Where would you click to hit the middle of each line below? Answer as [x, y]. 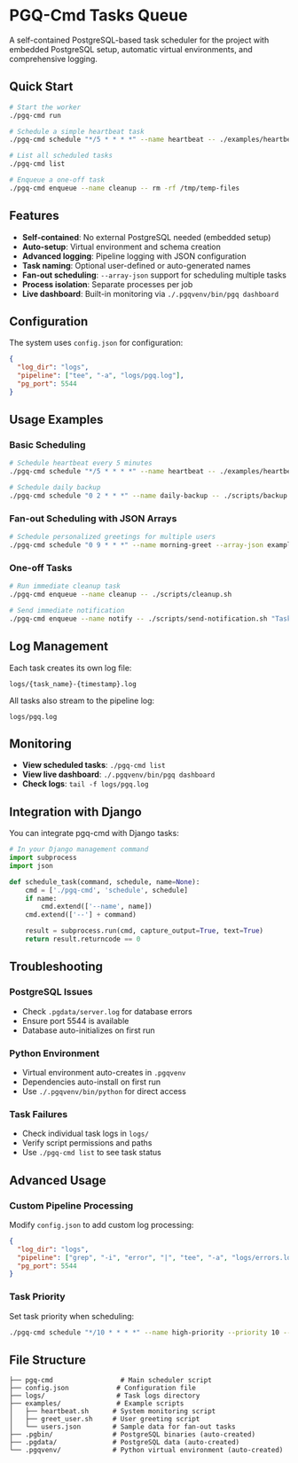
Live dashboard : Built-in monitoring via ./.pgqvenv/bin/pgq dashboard [150, 293]
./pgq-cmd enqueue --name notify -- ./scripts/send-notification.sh [138, 618]
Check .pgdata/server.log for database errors [107, 1011]
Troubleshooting [56, 967]
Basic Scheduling [47, 445]
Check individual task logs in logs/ [85, 1134]
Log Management [59, 647]
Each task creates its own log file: [71, 668]
